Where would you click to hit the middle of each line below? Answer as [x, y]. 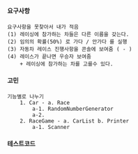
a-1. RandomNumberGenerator [73, 109]
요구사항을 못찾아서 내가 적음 [43, 27]
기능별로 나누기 [25, 97]
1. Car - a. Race [45, 103]
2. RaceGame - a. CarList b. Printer [75, 121]
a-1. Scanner [51, 128]
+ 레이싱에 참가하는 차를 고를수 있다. [67, 64]
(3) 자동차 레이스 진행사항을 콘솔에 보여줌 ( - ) [70, 49]
